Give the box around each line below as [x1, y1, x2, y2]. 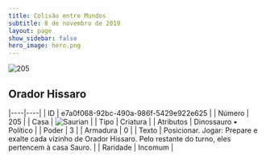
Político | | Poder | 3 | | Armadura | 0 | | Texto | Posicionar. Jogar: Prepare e [8, 125, 258, 135]
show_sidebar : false [8, 34, 78, 43]
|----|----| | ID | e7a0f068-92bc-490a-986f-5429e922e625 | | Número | [8, 108, 250, 117]
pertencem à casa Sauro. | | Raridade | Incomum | [8, 142, 174, 152]
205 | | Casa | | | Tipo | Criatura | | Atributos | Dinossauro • [8, 117, 238, 126]
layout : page [8, 27, 52, 35]
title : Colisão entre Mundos [8, 11, 106, 20]
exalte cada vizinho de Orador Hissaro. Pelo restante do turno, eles [8, 133, 231, 143]
